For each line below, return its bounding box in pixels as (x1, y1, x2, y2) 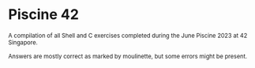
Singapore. (8, 38, 38, 47)
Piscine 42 (8, 6, 79, 24)
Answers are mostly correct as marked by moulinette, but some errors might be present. (8, 52, 247, 60)
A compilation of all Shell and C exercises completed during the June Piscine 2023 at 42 (8, 32, 248, 40)
